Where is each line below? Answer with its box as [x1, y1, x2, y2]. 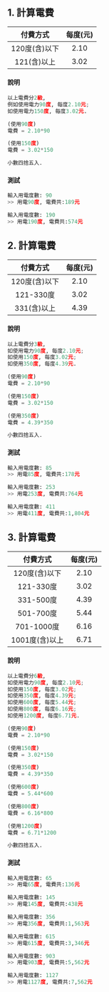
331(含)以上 [14, 303, 56, 313]
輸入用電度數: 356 [7, 914, 56, 921]
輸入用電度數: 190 [7, 211, 56, 219]
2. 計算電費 [7, 239, 56, 252]
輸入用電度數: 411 [7, 503, 56, 511]
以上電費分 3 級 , [7, 341, 46, 348]
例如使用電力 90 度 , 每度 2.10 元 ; [7, 100, 90, 108]
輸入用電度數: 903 [7, 952, 56, 960]
